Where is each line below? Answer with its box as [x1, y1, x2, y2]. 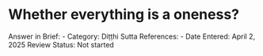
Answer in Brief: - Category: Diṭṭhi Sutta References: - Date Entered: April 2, [8, 32, 256, 41]
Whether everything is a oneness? [8, 6, 240, 24]
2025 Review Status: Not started [8, 39, 115, 49]
